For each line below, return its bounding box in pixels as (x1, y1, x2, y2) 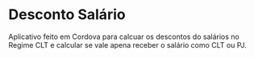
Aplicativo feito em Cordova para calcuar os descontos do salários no (8, 32, 239, 41)
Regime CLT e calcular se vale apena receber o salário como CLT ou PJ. (8, 40, 248, 49)
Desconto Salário (8, 6, 127, 24)
